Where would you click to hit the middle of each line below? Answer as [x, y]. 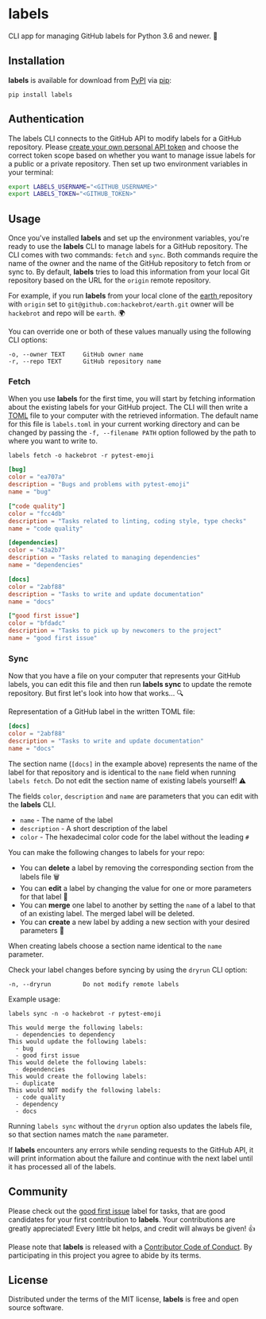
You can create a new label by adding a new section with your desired [135, 922]
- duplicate [35, 1083]
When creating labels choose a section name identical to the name [115, 946]
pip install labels [40, 95]
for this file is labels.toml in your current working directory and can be [124, 424]
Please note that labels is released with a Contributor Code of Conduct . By [130, 1247]
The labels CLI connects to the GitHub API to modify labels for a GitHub [125, 138]
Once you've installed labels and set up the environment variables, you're [129, 238]
